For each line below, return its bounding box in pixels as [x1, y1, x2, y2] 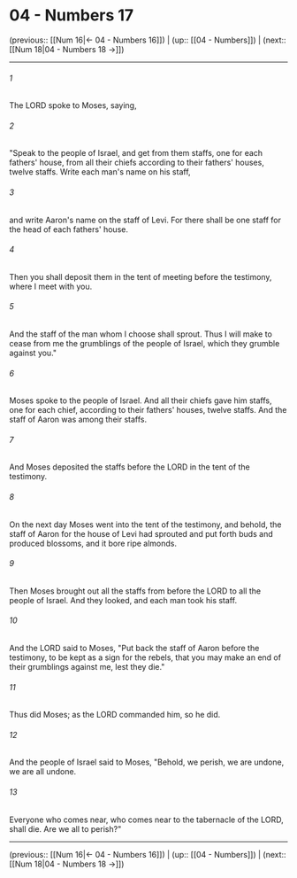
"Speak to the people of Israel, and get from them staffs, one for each [9, 148, 263, 159]
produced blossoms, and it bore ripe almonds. [9, 538, 177, 548]
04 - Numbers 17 [9, 5, 134, 26]
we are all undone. [9, 766, 77, 777]
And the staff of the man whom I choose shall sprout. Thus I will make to [9, 329, 272, 339]
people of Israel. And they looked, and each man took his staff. [9, 594, 237, 605]
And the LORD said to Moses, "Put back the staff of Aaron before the [9, 642, 260, 653]
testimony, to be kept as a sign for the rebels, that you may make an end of [9, 652, 281, 663]
